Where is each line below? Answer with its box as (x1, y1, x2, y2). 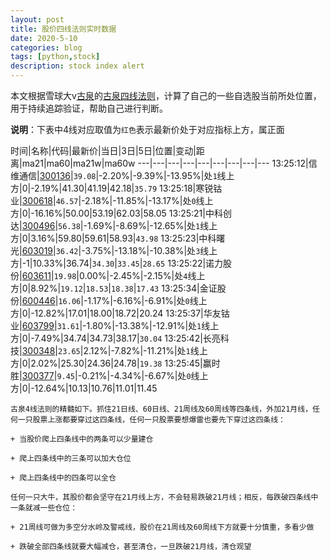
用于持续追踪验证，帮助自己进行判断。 (10, 102, 168, 114)
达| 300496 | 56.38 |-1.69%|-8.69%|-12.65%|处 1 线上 (10, 220, 218, 231)
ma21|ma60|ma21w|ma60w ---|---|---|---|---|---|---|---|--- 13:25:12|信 (21, 157, 318, 169)
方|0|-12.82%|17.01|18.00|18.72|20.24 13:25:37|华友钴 (10, 307, 230, 319)
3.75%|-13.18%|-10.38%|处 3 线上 (84, 245, 218, 256)
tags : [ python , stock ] (10, 52, 101, 62)
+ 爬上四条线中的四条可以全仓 (10, 473, 117, 483)
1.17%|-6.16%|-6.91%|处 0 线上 (87, 295, 208, 306)
